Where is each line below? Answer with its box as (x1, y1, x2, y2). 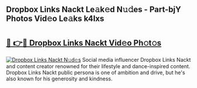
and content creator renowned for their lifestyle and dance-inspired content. (6, 63, 191, 69)
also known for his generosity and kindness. (6, 75, 113, 82)
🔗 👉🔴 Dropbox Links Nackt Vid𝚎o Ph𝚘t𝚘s (6, 38, 162, 48)
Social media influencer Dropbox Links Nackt (81, 57, 191, 63)
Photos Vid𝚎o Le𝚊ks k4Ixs (6, 14, 104, 24)
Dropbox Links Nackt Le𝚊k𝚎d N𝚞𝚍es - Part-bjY (6, 5, 182, 15)
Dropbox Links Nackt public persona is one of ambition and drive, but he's (6, 69, 186, 76)
